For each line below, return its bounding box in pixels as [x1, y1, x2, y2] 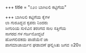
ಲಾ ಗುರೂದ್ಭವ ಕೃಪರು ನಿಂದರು [5, 20, 48, 25]
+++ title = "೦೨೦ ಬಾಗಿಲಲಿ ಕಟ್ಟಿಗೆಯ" [5, 4, 67, 10]
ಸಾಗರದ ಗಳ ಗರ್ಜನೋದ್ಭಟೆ [5, 31, 45, 37]
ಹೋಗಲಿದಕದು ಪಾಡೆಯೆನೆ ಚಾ [5, 37, 49, 42]
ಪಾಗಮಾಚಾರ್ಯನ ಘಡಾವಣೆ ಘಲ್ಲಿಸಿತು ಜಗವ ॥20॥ [5, 42, 82, 48]
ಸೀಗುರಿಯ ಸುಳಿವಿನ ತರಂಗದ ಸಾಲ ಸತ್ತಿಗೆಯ [5, 25, 66, 31]
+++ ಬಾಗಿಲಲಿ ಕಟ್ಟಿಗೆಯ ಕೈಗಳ [5, 14, 50, 20]
